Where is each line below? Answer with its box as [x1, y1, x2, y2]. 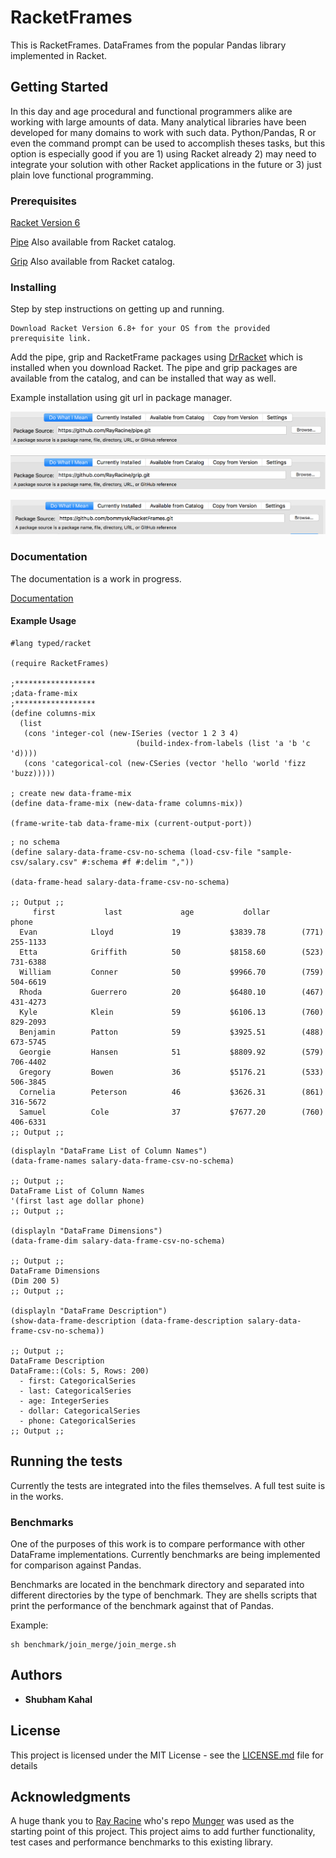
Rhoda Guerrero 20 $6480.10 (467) [19, 987, 325, 997]
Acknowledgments [10, 1788, 132, 1805]
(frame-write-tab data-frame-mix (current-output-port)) [10, 818, 253, 828]
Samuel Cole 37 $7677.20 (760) [19, 1107, 325, 1117]
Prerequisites [10, 194, 77, 208]
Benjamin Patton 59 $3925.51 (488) [19, 1027, 325, 1037]
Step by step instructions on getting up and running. [10, 303, 225, 315]
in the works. [10, 1490, 64, 1502]
